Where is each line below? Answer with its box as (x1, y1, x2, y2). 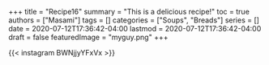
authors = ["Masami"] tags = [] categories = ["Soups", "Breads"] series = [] (8, 15, 259, 25)
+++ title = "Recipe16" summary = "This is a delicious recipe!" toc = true (8, 7, 250, 16)
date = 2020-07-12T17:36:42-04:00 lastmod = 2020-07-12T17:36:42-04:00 (8, 24, 262, 33)
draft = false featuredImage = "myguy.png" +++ (8, 32, 169, 42)
